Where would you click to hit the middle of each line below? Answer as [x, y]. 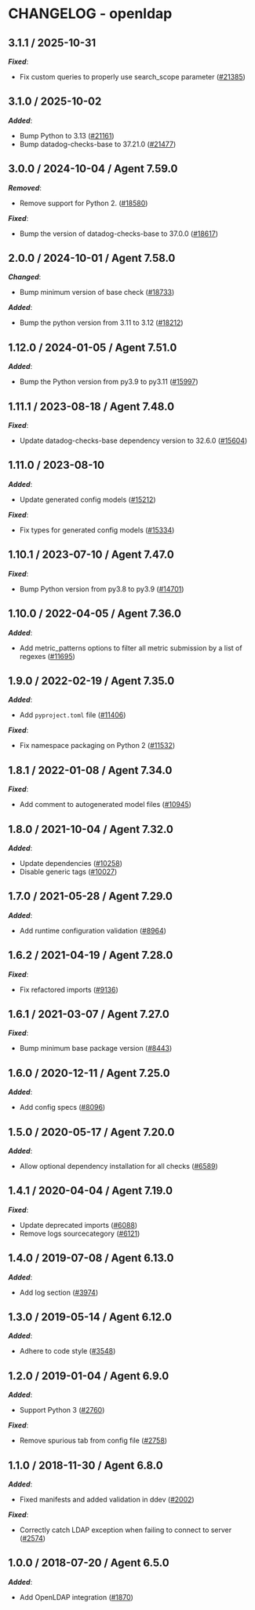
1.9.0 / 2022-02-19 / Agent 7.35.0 [91, 681]
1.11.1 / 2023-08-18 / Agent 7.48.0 [91, 406]
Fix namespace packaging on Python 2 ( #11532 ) [97, 746]
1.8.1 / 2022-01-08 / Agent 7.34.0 [90, 770]
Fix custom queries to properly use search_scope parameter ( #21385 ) [132, 77]
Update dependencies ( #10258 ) [71, 863]
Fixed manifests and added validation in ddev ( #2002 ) [107, 1500]
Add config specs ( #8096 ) [62, 1107]
